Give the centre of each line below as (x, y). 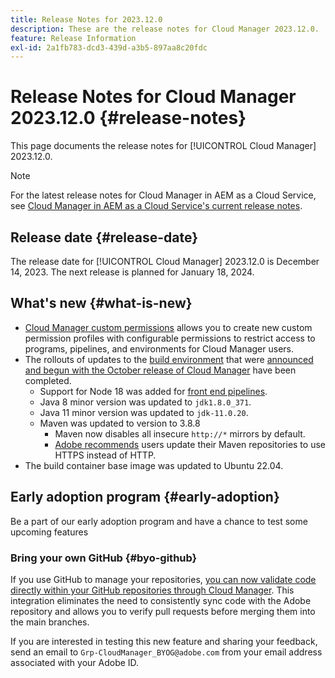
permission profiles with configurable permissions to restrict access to (170, 338)
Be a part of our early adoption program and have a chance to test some (159, 521)
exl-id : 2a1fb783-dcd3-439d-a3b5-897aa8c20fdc (109, 47)
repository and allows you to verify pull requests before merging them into (163, 611)
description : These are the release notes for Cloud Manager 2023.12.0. (165, 29)
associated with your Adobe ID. (75, 662)
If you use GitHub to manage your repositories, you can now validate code (163, 579)
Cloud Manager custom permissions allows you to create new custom (168, 327)
